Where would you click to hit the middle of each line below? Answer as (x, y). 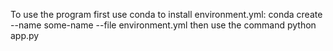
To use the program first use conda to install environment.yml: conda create (166, 14)
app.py (25, 35)
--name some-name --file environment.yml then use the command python (163, 25)
